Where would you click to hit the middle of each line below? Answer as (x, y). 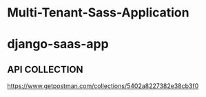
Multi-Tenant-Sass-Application (98, 13)
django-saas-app (58, 44)
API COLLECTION (45, 69)
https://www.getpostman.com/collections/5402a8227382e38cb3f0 (103, 86)
